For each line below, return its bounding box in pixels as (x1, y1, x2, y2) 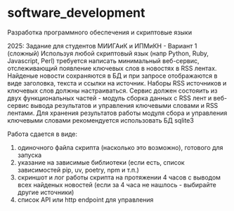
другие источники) (17, 188, 74, 196)
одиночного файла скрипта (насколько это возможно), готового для (17, 143, 223, 151)
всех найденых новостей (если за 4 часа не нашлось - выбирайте (17, 180, 216, 189)
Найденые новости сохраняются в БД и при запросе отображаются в (7, 72, 218, 80)
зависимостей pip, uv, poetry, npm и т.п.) (17, 165, 139, 174)
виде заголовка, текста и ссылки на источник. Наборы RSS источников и (7, 79, 227, 87)
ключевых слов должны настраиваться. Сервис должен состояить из (7, 86, 218, 95)
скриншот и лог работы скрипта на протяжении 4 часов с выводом (17, 173, 221, 182)
